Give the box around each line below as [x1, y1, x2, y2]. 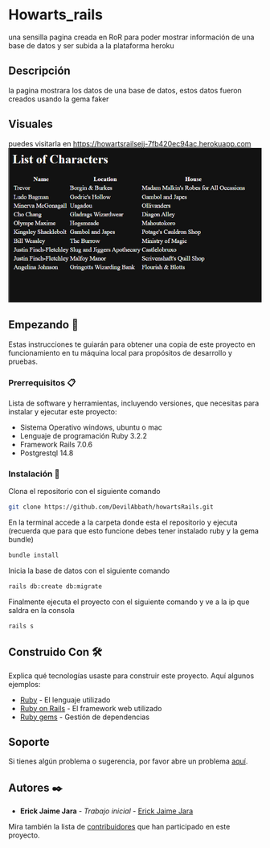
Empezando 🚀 [8, 318, 79, 331]
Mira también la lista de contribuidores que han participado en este [8, 822, 231, 832]
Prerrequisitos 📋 [8, 377, 76, 388]
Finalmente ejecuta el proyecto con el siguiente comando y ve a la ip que [8, 597, 250, 607]
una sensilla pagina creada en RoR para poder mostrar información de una [8, 32, 255, 42]
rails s [8, 622, 35, 630]
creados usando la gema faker [8, 94, 109, 104]
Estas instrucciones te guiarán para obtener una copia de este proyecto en [8, 340, 256, 349]
